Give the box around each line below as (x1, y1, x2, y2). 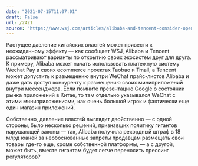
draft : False (6, 14, 38, 20)
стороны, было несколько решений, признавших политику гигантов (6, 122, 178, 129)
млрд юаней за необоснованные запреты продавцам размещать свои (6, 134, 184, 142)
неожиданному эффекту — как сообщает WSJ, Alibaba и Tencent (6, 48, 170, 55)
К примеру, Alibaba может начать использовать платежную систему (6, 60, 180, 67)
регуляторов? (6, 153, 41, 160)
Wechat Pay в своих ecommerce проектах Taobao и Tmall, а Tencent (6, 66, 177, 74)
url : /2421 (6, 19, 33, 25)
